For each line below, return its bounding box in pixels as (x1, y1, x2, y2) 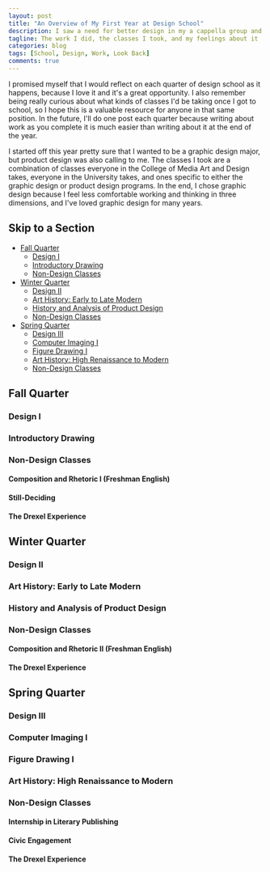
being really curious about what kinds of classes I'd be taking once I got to (8, 96, 256, 106)
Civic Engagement (8, 836, 72, 845)
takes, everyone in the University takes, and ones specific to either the (8, 171, 243, 182)
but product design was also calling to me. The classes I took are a (8, 155, 231, 164)
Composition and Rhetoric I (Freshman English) (8, 474, 171, 484)
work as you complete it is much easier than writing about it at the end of (8, 122, 252, 132)
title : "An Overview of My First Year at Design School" (8, 19, 205, 28)
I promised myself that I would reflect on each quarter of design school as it (8, 78, 261, 89)
